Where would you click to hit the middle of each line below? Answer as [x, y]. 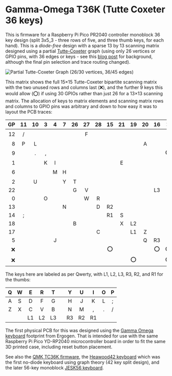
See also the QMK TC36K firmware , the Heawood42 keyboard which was [83, 356]
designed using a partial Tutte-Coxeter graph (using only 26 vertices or [80, 51]
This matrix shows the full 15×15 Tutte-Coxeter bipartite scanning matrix [81, 82]
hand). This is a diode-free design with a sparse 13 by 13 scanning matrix [82, 45]
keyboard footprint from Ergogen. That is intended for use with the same [82, 336]
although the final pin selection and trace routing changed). [68, 62]
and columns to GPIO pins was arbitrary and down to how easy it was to [81, 106]
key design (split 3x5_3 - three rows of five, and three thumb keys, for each [84, 40]
